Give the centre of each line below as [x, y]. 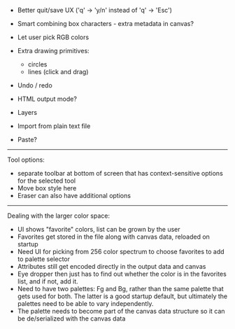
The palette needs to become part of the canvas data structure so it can [121, 311]
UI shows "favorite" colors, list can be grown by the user [99, 229]
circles [37, 64]
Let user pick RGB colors [53, 37]
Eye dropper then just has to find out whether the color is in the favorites [122, 274]
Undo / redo [35, 85]
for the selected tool [46, 181]
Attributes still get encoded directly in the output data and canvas [112, 266]
